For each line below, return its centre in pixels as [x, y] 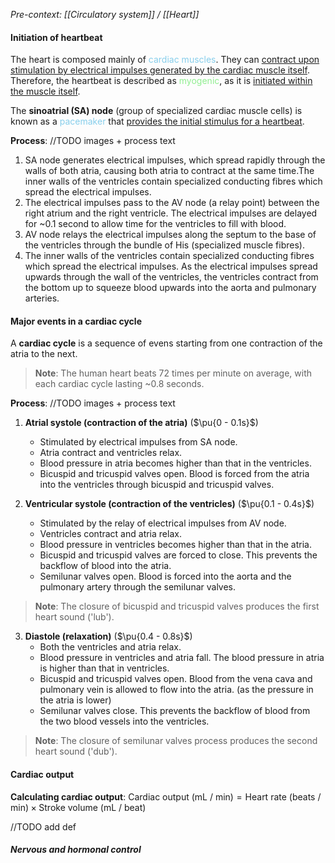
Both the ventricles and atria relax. [110, 647]
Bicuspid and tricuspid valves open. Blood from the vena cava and [176, 679]
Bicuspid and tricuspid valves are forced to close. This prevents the [178, 555]
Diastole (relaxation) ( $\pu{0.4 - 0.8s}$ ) [108, 636]
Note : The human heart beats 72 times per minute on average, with [173, 373]
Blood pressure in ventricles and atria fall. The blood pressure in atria [182, 658]
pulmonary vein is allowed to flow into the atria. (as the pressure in [176, 690]
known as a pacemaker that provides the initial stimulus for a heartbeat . [157, 121]
